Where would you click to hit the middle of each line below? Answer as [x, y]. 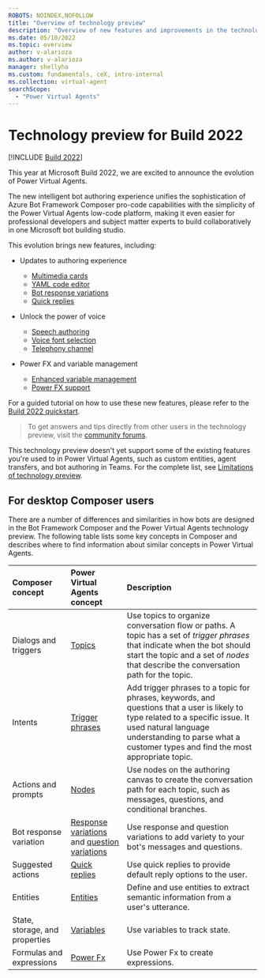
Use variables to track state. [179, 930]
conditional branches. [167, 809]
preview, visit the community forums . [88, 435]
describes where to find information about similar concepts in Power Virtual [131, 545]
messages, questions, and [175, 799]
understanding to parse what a [183, 737]
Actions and [34, 785]
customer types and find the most [189, 747]
